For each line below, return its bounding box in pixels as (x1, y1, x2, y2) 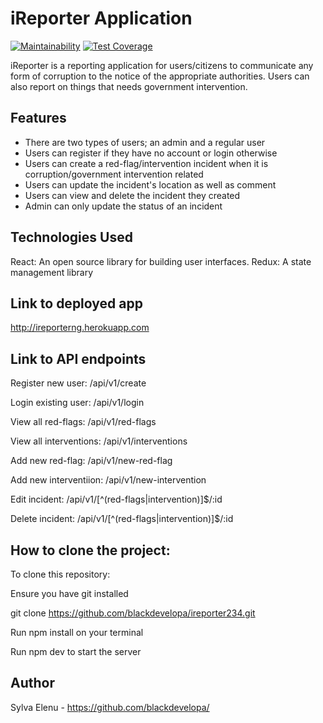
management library (10, 266, 94, 278)
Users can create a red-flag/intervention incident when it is (24, 157, 269, 169)
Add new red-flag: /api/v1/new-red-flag (10, 455, 173, 467)
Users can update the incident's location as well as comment (24, 178, 277, 191)
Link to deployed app (10, 295, 143, 312)
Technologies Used (10, 229, 133, 246)
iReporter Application (10, 7, 193, 30)
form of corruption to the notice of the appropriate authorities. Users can (10, 70, 310, 82)
